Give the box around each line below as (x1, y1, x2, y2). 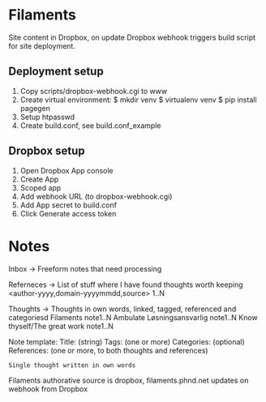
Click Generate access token (19, 208, 117, 218)
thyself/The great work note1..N (8, 321, 114, 331)
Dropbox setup (8, 144, 85, 158)
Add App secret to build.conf (19, 200, 118, 210)
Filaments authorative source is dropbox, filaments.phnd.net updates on (8, 375, 249, 385)
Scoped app (19, 182, 62, 192)
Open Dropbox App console (19, 165, 114, 175)
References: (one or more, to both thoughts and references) (8, 345, 208, 355)
